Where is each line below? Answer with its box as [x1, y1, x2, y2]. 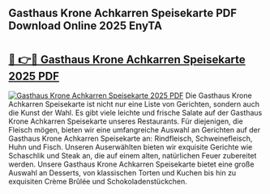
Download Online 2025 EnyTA [8, 19, 162, 33]
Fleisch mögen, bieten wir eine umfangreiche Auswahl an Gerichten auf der [8, 125, 261, 134]
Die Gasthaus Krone [185, 91, 253, 100]
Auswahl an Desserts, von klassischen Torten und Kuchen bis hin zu [8, 168, 237, 177]
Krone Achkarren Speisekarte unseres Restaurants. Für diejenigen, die [8, 116, 243, 126]
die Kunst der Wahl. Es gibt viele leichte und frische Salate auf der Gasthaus [8, 108, 263, 117]
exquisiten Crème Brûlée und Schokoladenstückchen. [8, 177, 188, 186]
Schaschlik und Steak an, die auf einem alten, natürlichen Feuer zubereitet [8, 151, 257, 160]
